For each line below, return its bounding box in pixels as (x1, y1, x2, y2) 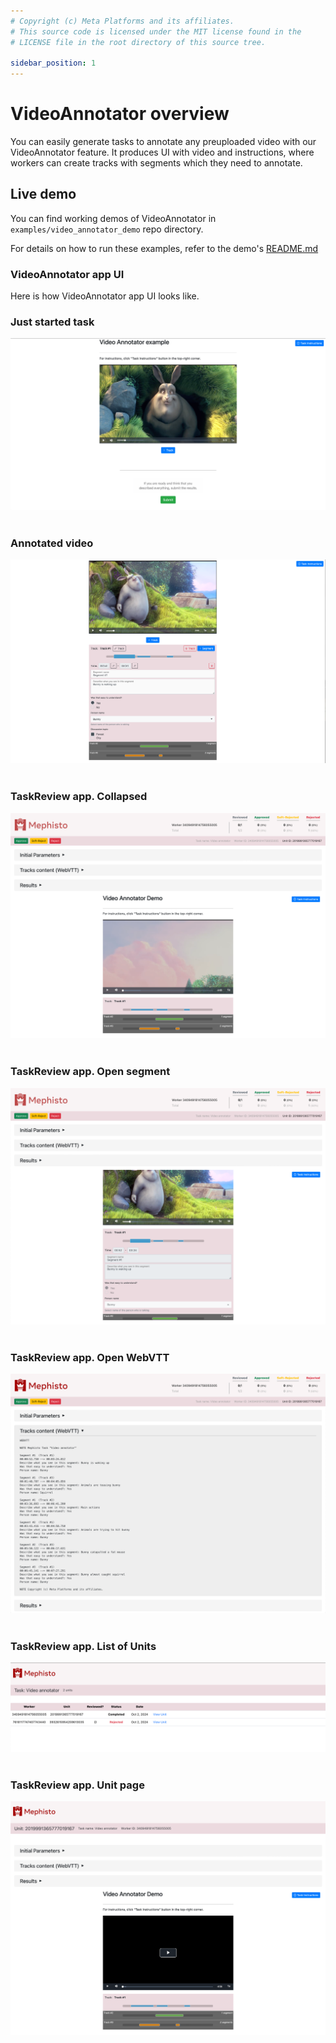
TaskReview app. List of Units (10, 1639, 157, 1653)
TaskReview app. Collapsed (10, 790, 148, 804)
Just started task (10, 315, 95, 329)
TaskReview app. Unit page (10, 1778, 145, 1792)
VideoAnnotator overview (10, 103, 230, 125)
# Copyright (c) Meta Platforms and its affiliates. (10, 16, 235, 26)
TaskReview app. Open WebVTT (10, 1350, 170, 1364)
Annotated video (10, 536, 94, 550)
